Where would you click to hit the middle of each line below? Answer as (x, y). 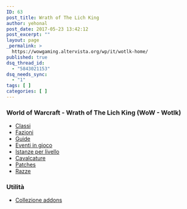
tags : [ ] (19, 86)
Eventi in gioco (34, 145)
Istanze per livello (37, 152)
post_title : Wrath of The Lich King (53, 18)
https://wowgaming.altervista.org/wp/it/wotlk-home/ (80, 52)
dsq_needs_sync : (27, 74)
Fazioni (24, 132)
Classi (23, 126)
